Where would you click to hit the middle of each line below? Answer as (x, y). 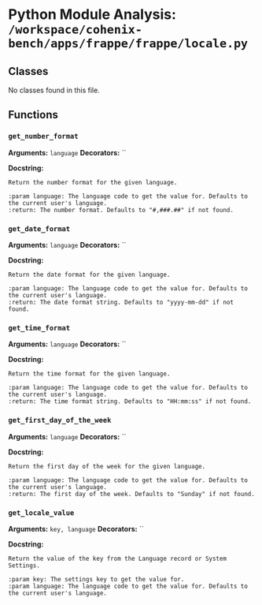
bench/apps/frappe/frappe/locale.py (128, 44)
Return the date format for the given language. (89, 274)
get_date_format (39, 229)
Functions (33, 115)
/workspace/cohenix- (76, 30)
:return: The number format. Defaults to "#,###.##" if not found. (121, 210)
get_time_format (39, 328)
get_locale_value (41, 513)
